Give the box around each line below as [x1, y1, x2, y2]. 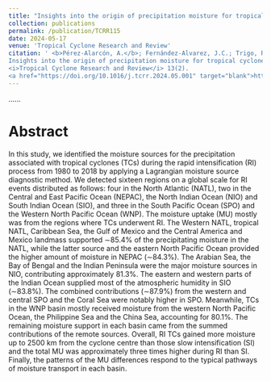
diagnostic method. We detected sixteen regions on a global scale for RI [8, 174, 248, 184]
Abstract [8, 122, 69, 140]
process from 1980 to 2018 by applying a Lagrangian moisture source [8, 166, 240, 176]
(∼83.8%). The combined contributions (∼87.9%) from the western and [8, 286, 247, 295]
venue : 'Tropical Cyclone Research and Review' [8, 42, 172, 50]
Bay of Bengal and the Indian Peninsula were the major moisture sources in [8, 260, 258, 270]
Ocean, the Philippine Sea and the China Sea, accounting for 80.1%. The [8, 312, 248, 321]
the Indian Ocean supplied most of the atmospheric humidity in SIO [8, 278, 231, 287]
